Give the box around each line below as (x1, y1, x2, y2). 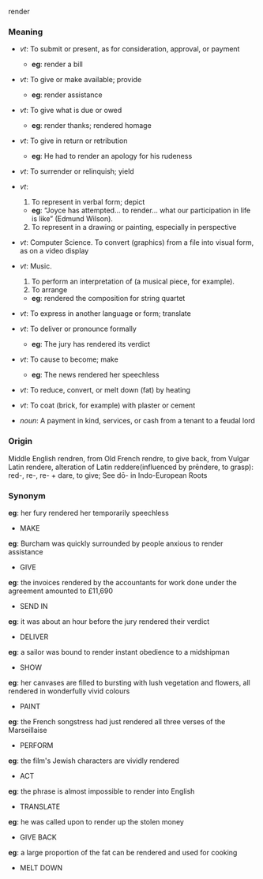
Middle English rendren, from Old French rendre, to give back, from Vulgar (8, 453, 250, 463)
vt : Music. (19, 261, 53, 271)
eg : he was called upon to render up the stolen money (8, 817, 184, 826)
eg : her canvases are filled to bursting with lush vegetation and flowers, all (8, 678, 250, 687)
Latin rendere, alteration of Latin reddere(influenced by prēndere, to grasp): (8, 462, 254, 471)
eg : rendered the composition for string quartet (31, 294, 186, 303)
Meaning (8, 26, 43, 37)
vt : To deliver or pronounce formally (19, 324, 137, 334)
